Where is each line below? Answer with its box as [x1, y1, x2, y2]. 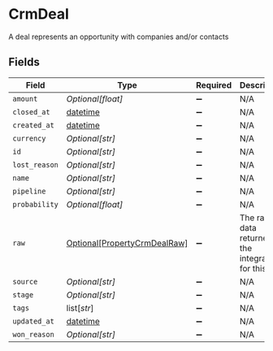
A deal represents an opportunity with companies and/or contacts [8, 32, 229, 41]
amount [12, 94, 38, 103]
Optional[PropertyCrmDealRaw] [66, 237, 188, 249]
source [12, 277, 38, 286]
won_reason [12, 330, 54, 339]
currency [12, 133, 46, 143]
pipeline [12, 186, 46, 196]
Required [196, 79, 232, 90]
